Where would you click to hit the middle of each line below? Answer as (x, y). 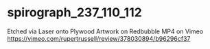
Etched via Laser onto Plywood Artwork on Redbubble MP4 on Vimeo (105, 31)
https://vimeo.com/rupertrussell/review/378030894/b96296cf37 (99, 38)
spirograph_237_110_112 (74, 13)
